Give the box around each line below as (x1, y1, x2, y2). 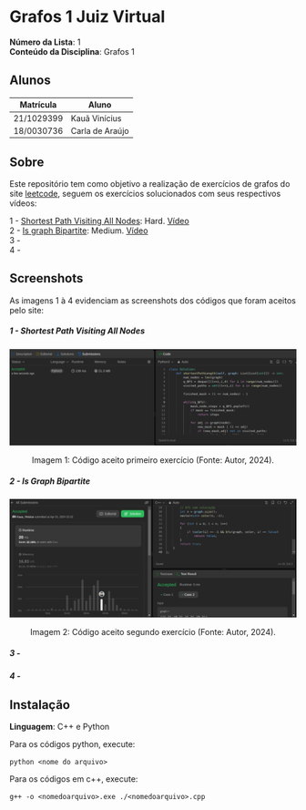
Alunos (9, 73, 52, 88)
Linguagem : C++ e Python (9, 722, 110, 733)
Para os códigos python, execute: (9, 739, 136, 750)
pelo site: (9, 304, 44, 315)
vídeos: (9, 198, 37, 209)
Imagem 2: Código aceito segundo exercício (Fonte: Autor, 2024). (30, 627, 276, 638)
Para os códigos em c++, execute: (9, 774, 138, 784)
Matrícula (19, 99, 57, 110)
